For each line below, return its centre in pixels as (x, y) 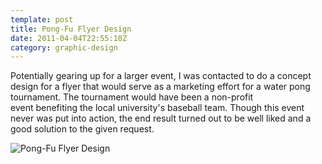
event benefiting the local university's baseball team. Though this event (157, 108)
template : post (42, 19)
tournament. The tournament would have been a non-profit (132, 97)
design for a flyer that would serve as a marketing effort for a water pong (160, 87)
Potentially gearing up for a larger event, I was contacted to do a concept (161, 76)
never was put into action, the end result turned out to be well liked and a (161, 118)
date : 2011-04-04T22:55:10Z (69, 38)
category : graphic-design (64, 47)
